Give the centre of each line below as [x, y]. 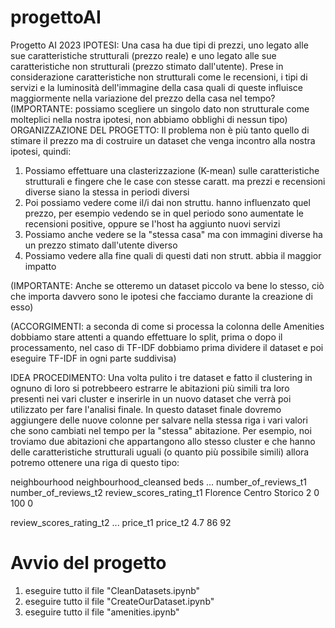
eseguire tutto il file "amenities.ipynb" [102, 612]
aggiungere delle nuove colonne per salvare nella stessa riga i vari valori [159, 420]
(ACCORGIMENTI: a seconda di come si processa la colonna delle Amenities [167, 326]
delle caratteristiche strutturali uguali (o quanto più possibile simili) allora [160, 452]
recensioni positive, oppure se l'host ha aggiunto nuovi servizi [152, 223]
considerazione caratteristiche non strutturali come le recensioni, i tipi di [159, 77]
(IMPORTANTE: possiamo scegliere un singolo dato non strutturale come [160, 108]
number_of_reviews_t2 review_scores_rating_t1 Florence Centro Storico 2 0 [165, 492]
